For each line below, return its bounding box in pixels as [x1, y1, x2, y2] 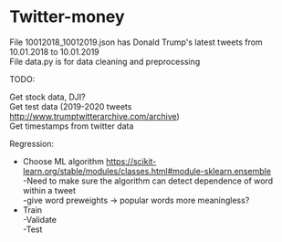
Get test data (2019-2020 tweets [9, 100, 132, 111]
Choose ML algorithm [22, 155, 105, 166]
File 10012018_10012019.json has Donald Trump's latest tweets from [9, 37, 263, 47]
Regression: [9, 138, 55, 149]
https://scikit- [106, 155, 157, 166]
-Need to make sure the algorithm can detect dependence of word [22, 175, 274, 186]
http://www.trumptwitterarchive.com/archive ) [9, 110, 180, 121]
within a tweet [22, 184, 76, 195]
